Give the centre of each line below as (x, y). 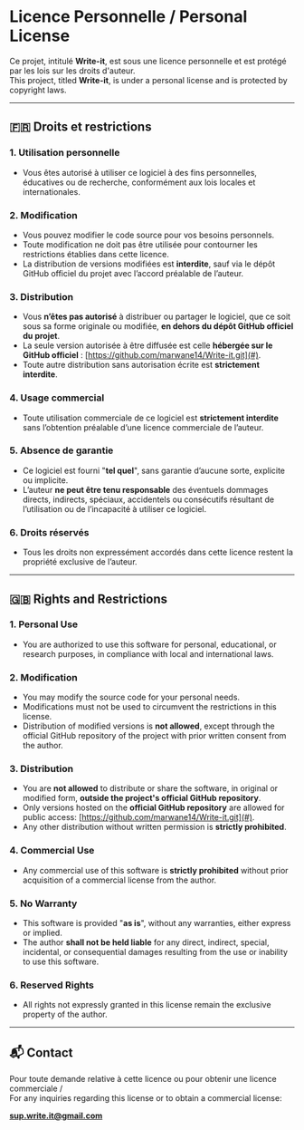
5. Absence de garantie (62, 450)
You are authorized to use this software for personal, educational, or (150, 644)
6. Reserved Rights (52, 985)
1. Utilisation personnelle (65, 153)
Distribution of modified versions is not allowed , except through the (148, 726)
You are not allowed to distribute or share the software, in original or (150, 788)
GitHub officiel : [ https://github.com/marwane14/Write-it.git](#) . (142, 355)
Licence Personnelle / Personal (128, 17)
